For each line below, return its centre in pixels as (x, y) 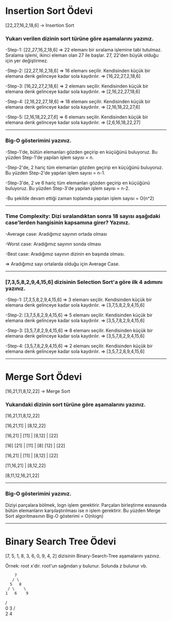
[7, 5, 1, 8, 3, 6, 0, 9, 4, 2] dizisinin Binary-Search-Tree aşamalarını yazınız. (83, 556)
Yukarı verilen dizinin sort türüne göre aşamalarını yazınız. (80, 39)
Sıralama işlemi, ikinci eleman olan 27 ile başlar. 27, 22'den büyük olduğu (82, 55)
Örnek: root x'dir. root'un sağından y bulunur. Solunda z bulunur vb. (76, 565)
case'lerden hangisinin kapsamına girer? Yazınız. (68, 223)
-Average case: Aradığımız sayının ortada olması (56, 234)
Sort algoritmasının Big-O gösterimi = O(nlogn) (55, 516)
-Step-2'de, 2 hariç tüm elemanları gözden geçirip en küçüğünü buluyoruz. (84, 167)
